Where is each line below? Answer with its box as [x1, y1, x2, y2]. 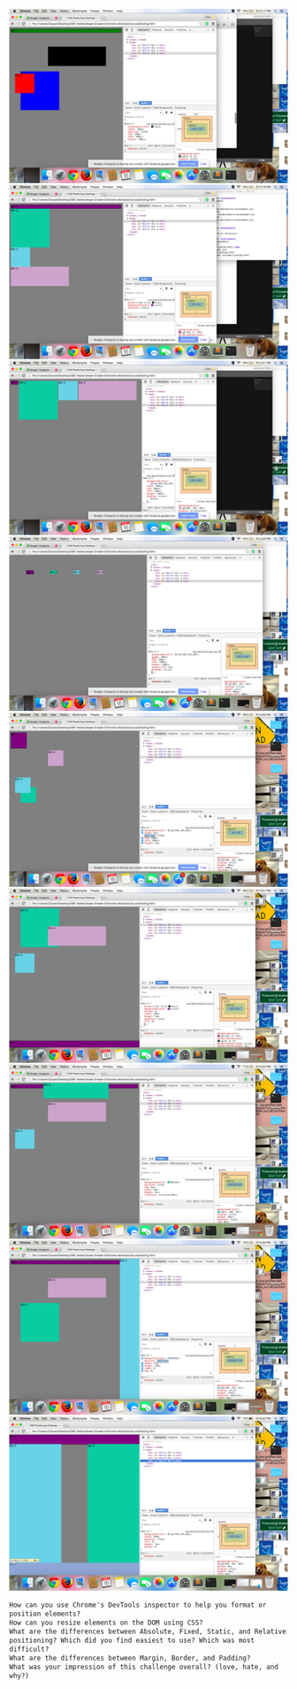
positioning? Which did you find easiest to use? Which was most [9, 1636, 255, 1645]
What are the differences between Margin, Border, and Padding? [9, 1654, 251, 1662]
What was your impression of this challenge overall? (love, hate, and [9, 1662, 278, 1671]
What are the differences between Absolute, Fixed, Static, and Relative [9, 1627, 287, 1636]
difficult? [9, 1645, 49, 1654]
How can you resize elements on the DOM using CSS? [9, 1618, 203, 1627]
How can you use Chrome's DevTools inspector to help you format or [9, 1600, 267, 1609]
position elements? [9, 1609, 81, 1618]
